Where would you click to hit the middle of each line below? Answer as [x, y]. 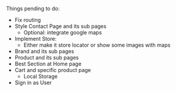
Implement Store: [36, 39]
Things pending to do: [33, 9]
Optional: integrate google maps [63, 32]
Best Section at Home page [48, 64]
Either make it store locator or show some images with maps [97, 45]
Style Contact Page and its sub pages [61, 26]
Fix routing [28, 20]
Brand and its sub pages [44, 51]
